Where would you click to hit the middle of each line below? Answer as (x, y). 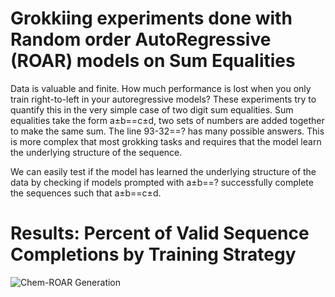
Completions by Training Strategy (153, 254)
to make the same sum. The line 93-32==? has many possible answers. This (167, 131)
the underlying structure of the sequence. (96, 152)
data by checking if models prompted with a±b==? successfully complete (162, 182)
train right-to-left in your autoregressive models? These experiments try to (163, 99)
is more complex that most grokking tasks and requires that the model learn (166, 141)
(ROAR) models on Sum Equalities (153, 61)
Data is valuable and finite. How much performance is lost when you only (161, 88)
